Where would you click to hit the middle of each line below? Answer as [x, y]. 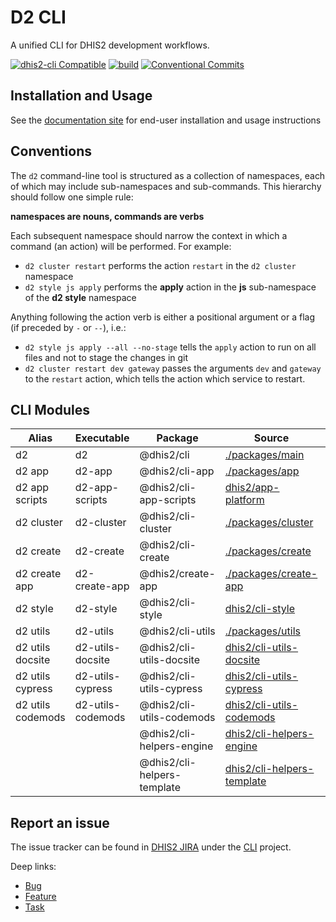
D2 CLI [38, 17]
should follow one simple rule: [72, 197]
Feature [40, 897]
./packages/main [264, 455]
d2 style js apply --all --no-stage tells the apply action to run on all [170, 347]
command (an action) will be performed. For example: [121, 246]
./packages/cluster [269, 523]
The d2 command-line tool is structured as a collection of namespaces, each [168, 175]
